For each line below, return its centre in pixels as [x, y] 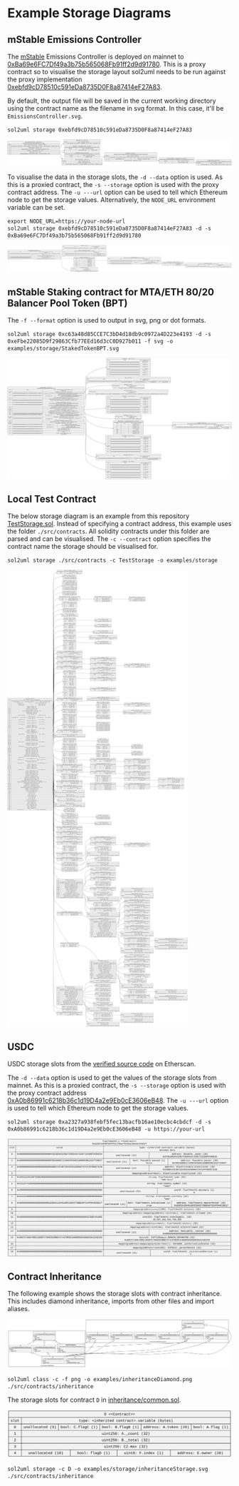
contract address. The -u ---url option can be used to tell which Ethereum [118, 192]
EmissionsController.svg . [45, 116]
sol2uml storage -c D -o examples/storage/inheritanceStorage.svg [108, 1469]
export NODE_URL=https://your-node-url [67, 222]
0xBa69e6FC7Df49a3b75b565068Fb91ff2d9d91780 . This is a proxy [107, 64]
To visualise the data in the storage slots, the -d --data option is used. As [115, 177]
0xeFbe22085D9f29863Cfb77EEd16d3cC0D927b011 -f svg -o [90, 341]
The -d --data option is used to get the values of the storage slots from [112, 1078]
